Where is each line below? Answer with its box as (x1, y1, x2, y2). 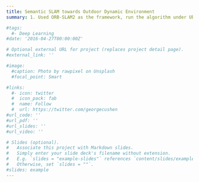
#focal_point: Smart (11, 74, 62, 80)
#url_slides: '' (6, 123, 46, 129)
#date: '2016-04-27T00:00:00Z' (6, 36, 84, 42)
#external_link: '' (6, 52, 54, 58)
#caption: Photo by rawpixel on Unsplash (11, 68, 115, 74)
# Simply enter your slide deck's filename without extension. (6, 151, 171, 157)
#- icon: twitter (11, 90, 54, 96)
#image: (6, 63, 25, 69)
